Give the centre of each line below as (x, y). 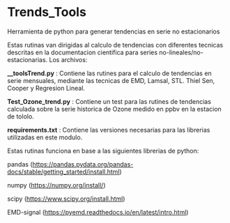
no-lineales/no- (181, 52)
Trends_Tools (47, 12)
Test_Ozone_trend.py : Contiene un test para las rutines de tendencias (109, 101)
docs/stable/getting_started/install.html (63, 171)
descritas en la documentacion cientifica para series (83, 52)
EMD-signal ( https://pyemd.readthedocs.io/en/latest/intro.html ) (98, 212)
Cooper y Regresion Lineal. (46, 88)
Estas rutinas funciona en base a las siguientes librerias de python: (103, 151)
